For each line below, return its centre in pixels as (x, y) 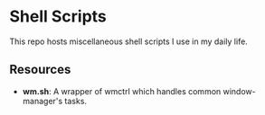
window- (239, 91)
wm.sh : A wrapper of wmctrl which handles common (122, 91)
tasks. (76, 101)
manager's (43, 101)
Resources (40, 70)
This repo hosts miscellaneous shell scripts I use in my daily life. (129, 41)
